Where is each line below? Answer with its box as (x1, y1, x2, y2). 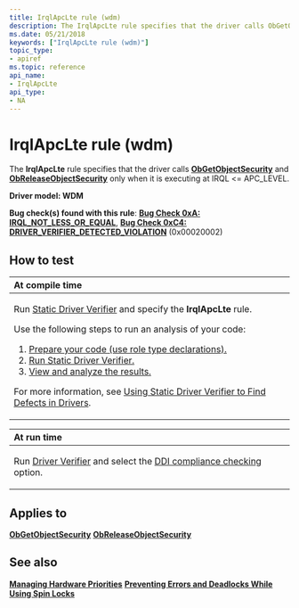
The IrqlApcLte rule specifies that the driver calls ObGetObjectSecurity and (9, 164, 289, 175)
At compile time (13, 279, 83, 292)
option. (13, 466, 43, 479)
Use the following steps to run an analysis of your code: (13, 323, 246, 335)
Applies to (9, 505, 68, 521)
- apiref (9, 54, 42, 63)
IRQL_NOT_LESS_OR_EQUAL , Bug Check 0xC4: (9, 218, 187, 228)
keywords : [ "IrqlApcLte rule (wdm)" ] (9, 37, 149, 47)
